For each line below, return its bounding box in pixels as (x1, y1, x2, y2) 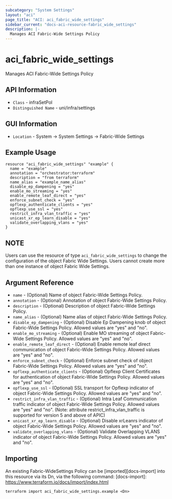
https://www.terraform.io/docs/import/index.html (5, 479, 109, 485)
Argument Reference (5, 278, 74, 287)
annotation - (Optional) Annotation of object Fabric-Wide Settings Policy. (12, 297, 167, 304)
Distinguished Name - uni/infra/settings (12, 104, 95, 111)
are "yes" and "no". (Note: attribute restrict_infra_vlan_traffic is (12, 407, 145, 413)
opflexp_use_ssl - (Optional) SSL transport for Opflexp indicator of (12, 385, 154, 391)
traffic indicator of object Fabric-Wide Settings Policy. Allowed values (12, 401, 160, 407)
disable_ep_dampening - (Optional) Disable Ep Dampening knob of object (12, 319, 166, 325)
